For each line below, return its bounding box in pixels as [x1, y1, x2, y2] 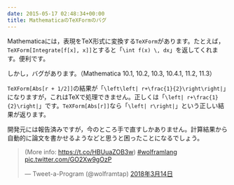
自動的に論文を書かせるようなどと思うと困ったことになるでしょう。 [7, 133, 204, 142]
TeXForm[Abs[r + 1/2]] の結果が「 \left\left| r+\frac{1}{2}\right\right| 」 [7, 84, 226, 92]
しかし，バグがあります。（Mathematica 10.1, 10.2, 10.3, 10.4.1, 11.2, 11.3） [7, 69, 216, 77]
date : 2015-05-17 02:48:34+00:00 [7, 10, 105, 17]
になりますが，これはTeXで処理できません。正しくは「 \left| [7, 92, 184, 101]
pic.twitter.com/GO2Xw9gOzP [24, 155, 112, 163]
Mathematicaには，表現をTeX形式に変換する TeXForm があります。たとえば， [7, 36, 225, 45]
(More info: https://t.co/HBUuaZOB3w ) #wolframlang [24, 147, 177, 156]
